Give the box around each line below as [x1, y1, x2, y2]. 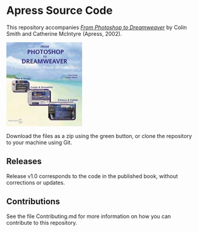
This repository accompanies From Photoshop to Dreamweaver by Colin [6, 24, 187, 31]
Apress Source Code [6, 4, 113, 18]
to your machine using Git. [6, 139, 72, 146]
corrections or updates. [6, 179, 65, 186]
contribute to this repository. [6, 219, 78, 226]
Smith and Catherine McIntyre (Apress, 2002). [6, 30, 123, 37]
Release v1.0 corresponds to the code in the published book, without [6, 172, 178, 179]
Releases [6, 156, 42, 167]
